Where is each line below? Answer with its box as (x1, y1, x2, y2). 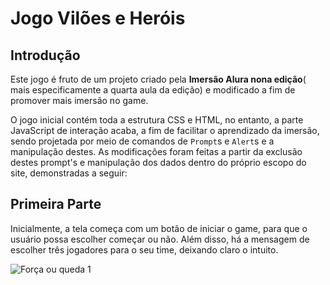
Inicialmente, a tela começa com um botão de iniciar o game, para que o (10, 222, 308, 234)
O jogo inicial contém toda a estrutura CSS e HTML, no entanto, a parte (10, 114, 304, 126)
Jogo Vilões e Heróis (10, 7, 186, 30)
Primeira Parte (10, 196, 102, 213)
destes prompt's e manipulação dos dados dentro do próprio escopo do (10, 157, 307, 168)
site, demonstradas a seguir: (10, 167, 128, 179)
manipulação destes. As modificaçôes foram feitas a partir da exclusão (10, 146, 303, 157)
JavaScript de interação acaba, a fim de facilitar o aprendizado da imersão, (10, 125, 320, 136)
